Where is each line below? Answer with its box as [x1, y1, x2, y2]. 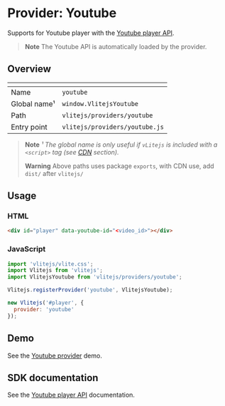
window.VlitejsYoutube [62, 100, 139, 108]
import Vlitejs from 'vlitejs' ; [7, 267, 103, 274]
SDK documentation [7, 372, 99, 384]
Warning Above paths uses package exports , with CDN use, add [24, 162, 214, 170]
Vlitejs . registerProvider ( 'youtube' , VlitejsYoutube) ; [7, 286, 173, 293]
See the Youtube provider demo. [7, 351, 103, 360]
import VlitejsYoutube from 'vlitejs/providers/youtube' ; [7, 274, 182, 281]
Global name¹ [11, 98, 55, 108]
